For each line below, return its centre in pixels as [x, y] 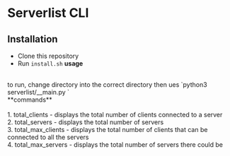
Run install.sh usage [50, 64]
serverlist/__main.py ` [38, 92]
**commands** [30, 100]
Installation [33, 39]
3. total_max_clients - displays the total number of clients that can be [108, 130]
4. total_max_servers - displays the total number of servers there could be [115, 145]
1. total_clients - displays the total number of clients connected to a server [115, 115]
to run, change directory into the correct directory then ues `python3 [107, 85]
